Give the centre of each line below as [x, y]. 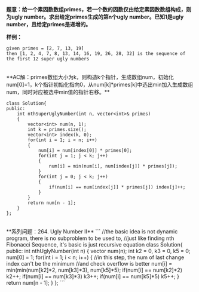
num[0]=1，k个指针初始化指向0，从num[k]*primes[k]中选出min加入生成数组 [100, 84]
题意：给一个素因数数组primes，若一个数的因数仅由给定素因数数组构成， [96, 9]
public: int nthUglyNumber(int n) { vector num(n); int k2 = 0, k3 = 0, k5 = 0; [98, 251]
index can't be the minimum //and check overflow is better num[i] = [89, 264]
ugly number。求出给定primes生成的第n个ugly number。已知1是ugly [97, 17]
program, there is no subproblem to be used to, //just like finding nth [90, 238]
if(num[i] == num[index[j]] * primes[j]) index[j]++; [117, 187]
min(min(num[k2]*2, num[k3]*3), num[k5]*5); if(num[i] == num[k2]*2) [94, 270]
